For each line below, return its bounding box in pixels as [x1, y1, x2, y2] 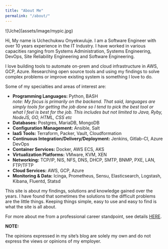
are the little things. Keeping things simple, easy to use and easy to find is [5, 198, 157, 204]
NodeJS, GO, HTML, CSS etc [12, 114, 72, 120]
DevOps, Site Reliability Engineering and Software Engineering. [5, 53, 135, 59]
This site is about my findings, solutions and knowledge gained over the [5, 187, 153, 193]
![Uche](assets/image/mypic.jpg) [5, 27, 73, 33]
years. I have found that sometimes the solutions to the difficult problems [5, 193, 156, 199]
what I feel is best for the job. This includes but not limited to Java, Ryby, [12, 109, 162, 115]
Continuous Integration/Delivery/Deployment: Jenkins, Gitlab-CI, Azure [12, 135, 163, 141]
